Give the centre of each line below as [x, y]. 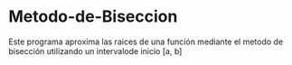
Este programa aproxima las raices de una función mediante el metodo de [146, 42]
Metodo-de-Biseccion [93, 17]
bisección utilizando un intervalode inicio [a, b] [95, 51]
